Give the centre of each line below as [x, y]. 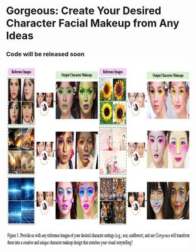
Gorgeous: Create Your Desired [84, 11]
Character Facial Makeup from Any [93, 23]
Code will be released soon [45, 54]
